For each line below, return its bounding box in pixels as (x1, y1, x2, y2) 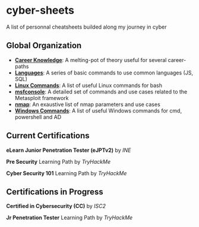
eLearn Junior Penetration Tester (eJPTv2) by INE (6, 147, 131, 154)
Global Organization (6, 41, 82, 51)
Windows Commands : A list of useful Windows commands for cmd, (14, 107, 182, 114)
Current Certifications (6, 130, 90, 141)
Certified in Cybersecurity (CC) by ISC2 (6, 203, 106, 210)
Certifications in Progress (6, 186, 104, 197)
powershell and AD (14, 113, 62, 120)
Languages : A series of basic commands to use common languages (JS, (14, 69, 193, 76)
